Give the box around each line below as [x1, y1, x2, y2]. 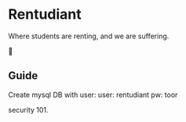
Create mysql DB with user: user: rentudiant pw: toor [8, 90, 178, 99]
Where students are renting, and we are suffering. [8, 31, 170, 41]
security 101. [8, 105, 49, 114]
